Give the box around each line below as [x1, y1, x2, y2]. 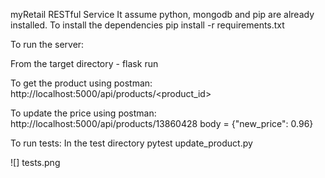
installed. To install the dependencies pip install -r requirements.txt [10, 19, 285, 31]
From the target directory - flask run [10, 58, 159, 69]
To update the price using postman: [10, 107, 157, 119]
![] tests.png [10, 157, 61, 168]
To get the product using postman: [10, 77, 153, 89]
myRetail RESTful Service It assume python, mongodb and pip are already [10, 9, 315, 20]
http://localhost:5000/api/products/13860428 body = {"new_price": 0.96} [10, 118, 314, 129]
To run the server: [10, 39, 85, 50]
